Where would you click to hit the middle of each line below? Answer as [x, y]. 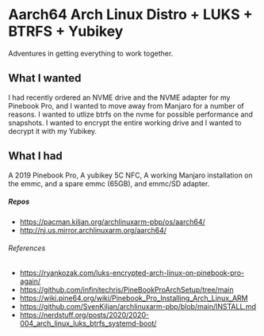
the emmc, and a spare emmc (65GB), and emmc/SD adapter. [109, 183]
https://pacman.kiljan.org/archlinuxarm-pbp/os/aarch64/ [113, 221]
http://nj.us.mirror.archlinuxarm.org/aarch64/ [93, 230]
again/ [30, 281]
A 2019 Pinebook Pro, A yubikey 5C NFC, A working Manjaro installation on [131, 175]
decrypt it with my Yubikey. [53, 131]
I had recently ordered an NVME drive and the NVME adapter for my [119, 97]
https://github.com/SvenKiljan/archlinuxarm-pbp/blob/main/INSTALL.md [138, 306]
